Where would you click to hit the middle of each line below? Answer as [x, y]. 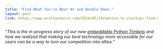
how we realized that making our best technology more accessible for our [79, 37]
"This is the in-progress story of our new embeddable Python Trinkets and [80, 32]
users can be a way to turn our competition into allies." [60, 42]
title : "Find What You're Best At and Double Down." [59, 9]
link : [10, 18]
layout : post [18, 14]
